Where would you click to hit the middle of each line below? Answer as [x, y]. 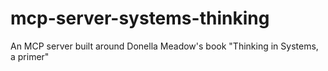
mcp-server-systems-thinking [140, 18]
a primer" [30, 56]
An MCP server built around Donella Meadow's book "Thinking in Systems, [164, 46]
